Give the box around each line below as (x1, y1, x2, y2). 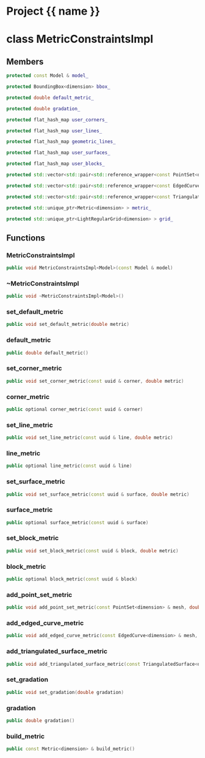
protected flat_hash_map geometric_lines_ (6, 139, 116, 145)
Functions (6, 233, 46, 243)
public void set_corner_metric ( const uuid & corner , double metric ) (6, 378, 184, 384)
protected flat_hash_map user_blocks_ (6, 161, 105, 167)
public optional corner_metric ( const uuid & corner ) (6, 406, 143, 413)
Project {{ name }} (6, 4, 101, 18)
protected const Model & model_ (6, 73, 88, 79)
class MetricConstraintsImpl (6, 32, 154, 46)
